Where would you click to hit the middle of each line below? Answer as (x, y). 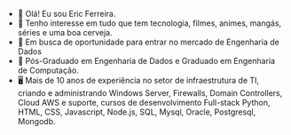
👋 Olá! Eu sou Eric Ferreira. (67, 14)
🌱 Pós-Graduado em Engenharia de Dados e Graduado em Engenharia (146, 61)
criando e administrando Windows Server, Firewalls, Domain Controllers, (150, 93)
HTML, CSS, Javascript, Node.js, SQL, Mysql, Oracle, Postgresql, (137, 112)
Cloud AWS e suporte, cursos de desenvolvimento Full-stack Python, (144, 103)
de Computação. (48, 70)
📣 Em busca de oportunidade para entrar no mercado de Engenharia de (148, 42)
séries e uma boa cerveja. (65, 32)
